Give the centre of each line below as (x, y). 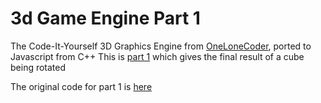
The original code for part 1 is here (81, 86)
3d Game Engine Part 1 (105, 18)
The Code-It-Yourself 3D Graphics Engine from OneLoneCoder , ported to (161, 46)
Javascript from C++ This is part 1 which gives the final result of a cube (157, 56)
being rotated (38, 67)
